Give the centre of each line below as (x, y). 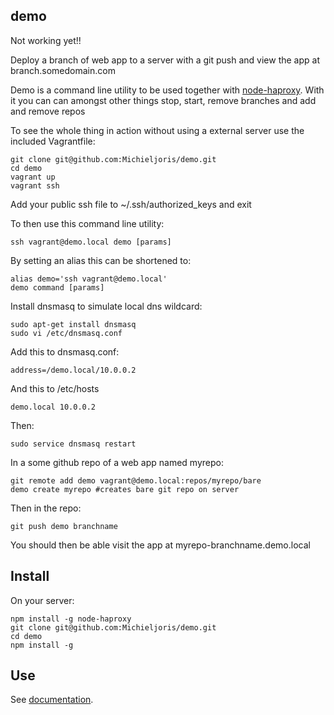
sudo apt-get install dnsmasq (73, 324)
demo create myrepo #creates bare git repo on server (125, 489)
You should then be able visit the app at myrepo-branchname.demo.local (160, 545)
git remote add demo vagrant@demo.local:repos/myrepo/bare (136, 480)
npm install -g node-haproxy (71, 619)
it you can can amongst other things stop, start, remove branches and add (163, 100)
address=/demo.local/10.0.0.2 (73, 370)
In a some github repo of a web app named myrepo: (117, 462)
